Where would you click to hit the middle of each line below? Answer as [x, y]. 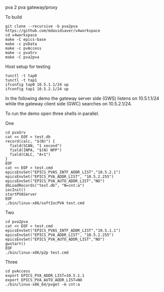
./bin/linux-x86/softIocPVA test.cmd [45, 203]
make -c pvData [21, 44]
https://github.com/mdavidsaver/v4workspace [53, 31]
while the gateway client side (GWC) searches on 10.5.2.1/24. [69, 104]
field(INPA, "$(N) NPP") [36, 150]
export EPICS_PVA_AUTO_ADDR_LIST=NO [44, 280]
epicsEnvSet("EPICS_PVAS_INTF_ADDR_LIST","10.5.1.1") [63, 230]
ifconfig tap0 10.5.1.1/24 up [37, 85]
